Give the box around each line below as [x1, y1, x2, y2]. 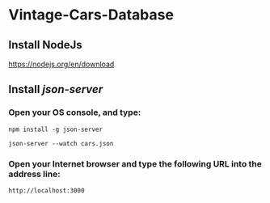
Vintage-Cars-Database [8, 6, 174, 24]
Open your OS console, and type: [8, 107, 141, 118]
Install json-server [8, 82, 103, 96]
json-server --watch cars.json [8, 139, 114, 147]
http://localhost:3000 [8, 186, 85, 195]
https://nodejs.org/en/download [8, 59, 115, 69]
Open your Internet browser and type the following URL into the [8, 158, 263, 169]
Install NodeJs [8, 38, 82, 52]
